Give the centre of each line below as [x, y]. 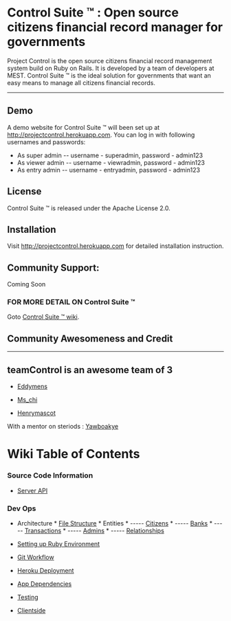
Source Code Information [50, 475]
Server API [32, 490]
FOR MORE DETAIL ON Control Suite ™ [71, 302]
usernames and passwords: [46, 142]
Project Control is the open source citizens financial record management [110, 60]
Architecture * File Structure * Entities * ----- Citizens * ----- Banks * [115, 523]
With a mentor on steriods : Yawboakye [63, 427]
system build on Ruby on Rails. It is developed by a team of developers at [111, 68]
